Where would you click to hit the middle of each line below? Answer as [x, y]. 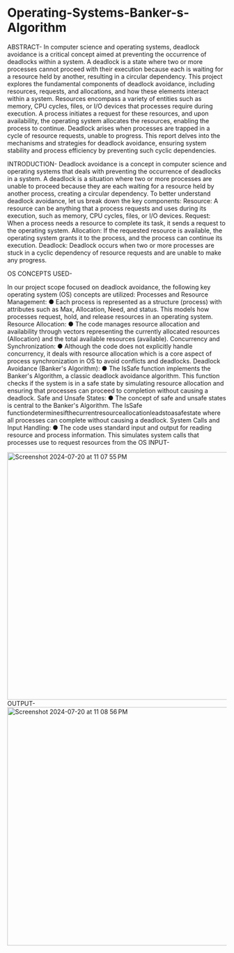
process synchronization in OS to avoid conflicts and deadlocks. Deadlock [114, 361]
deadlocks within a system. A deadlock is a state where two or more [105, 61]
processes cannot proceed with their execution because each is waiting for [115, 69]
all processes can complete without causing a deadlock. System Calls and [114, 420]
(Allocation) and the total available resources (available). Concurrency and [114, 338]
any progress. [27, 260]
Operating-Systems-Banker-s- [98, 13]
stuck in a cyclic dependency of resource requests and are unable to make [114, 253]
